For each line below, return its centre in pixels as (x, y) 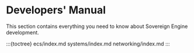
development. (22, 32)
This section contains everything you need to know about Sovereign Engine (97, 26)
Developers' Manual (56, 10)
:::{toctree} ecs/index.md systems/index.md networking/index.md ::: (88, 44)
